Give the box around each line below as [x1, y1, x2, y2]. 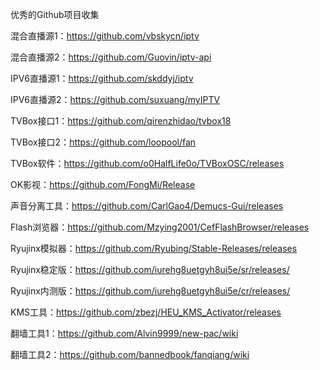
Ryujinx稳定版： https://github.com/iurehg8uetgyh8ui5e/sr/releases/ [10, 264, 290, 275]
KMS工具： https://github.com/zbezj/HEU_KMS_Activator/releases [10, 306, 282, 318]
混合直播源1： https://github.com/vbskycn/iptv [10, 30, 200, 42]
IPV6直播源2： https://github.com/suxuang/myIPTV [10, 94, 221, 105]
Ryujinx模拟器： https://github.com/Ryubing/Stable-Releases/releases [10, 243, 298, 254]
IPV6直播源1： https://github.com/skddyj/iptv [10, 73, 194, 84]
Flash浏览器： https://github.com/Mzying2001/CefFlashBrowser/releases [10, 221, 310, 233]
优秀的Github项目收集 [10, 9, 100, 20]
